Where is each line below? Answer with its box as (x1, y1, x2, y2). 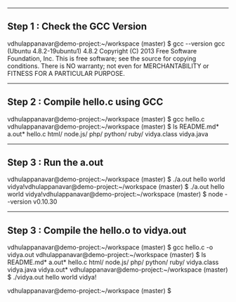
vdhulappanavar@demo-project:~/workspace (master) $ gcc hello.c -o (7, 243, 214, 251)
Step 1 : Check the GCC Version (7, 20, 147, 32)
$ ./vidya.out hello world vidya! (7, 273, 97, 282)
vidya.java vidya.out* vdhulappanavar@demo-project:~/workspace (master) (7, 265, 228, 274)
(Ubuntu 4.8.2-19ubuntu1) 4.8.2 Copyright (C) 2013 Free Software (7, 46, 197, 55)
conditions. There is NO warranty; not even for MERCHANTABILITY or (7, 61, 209, 70)
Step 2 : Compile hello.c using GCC (7, 96, 164, 108)
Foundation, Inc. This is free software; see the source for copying (7, 54, 197, 63)
